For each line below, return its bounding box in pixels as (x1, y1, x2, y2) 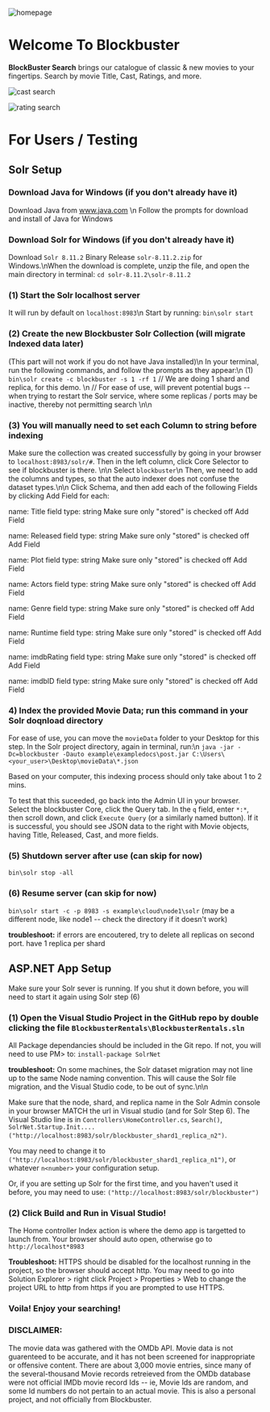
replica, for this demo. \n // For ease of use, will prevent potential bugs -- (8, 382, 251, 392)
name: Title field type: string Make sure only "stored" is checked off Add (8, 507, 249, 516)
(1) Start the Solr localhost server (8, 290, 141, 301)
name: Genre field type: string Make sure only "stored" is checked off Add (8, 604, 255, 613)
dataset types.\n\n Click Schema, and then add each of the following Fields (8, 483, 258, 492)
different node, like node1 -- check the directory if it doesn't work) (8, 914, 228, 924)
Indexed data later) (8, 338, 85, 350)
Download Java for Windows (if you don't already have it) (8, 186, 238, 198)
